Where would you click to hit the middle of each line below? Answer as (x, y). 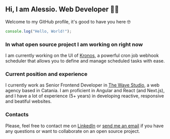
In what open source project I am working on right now (74, 44)
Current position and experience (46, 74)
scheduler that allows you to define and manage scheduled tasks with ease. (85, 61)
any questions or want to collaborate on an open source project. (73, 131)
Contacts (17, 115)
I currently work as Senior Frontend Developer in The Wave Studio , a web (82, 85)
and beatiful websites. (29, 101)
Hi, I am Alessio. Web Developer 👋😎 (62, 9)
